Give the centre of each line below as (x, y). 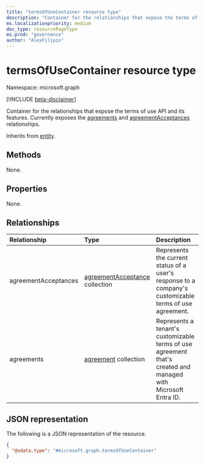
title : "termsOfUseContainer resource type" (64, 12)
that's (164, 359)
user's (165, 273)
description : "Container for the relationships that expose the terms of (102, 18)
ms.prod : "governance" (35, 35)
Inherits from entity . (31, 135)
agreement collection (115, 359)
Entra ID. (168, 397)
